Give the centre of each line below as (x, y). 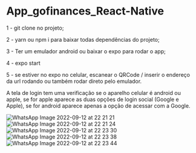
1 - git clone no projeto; (35, 28)
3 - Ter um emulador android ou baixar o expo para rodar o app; (86, 51)
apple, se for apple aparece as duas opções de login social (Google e (93, 99)
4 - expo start (23, 63)
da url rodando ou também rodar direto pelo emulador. (74, 81)
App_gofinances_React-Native (85, 11)
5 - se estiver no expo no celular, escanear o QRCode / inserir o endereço (98, 74)
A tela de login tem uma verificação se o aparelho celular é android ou (94, 93)
